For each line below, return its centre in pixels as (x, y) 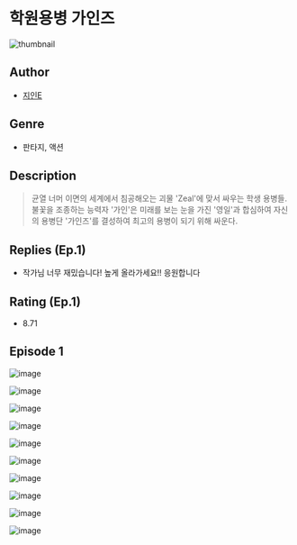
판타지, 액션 (43, 147)
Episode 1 (37, 352)
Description (43, 175)
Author (29, 73)
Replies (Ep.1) (48, 250)
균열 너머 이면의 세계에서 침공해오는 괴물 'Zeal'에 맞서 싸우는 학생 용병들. (159, 198)
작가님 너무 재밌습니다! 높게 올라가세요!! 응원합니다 (111, 273)
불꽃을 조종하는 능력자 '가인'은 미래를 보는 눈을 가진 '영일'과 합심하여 (151, 210)
